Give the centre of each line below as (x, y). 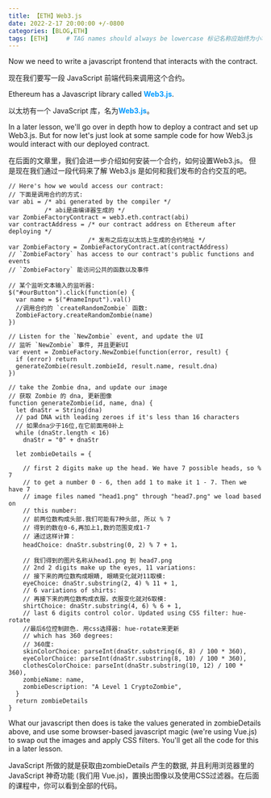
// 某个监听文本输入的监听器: (52, 286)
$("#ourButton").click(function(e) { (72, 293)
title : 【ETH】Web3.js (45, 16)
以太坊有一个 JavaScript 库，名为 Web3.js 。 (81, 111)
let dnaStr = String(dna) (59, 410)
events (19, 262)
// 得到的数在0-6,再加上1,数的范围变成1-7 (87, 528)
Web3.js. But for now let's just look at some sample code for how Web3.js (131, 136)
